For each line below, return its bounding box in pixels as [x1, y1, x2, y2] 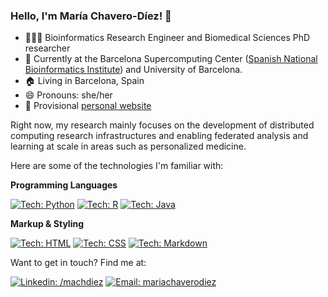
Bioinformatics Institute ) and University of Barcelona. [24, 64, 243, 76]
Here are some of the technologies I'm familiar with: [10, 160, 224, 172]
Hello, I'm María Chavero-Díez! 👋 [10, 9, 172, 23]
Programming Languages [10, 179, 118, 191]
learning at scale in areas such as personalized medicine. [10, 140, 247, 153]
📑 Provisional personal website [24, 100, 152, 112]
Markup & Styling [10, 218, 85, 230]
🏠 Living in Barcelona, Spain [24, 75, 145, 87]
